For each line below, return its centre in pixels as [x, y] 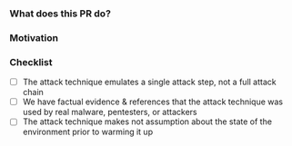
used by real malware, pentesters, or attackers [110, 112]
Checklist [31, 62]
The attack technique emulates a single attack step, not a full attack [149, 82]
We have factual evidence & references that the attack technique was [153, 102]
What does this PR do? [60, 14]
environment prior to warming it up [87, 132]
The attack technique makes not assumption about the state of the [147, 122]
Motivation [34, 37]
